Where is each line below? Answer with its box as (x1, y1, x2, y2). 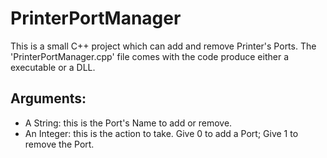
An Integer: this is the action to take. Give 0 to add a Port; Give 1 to (24, 127, 299, 139)
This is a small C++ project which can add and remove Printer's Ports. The (10, 40, 317, 52)
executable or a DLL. (10, 61, 96, 73)
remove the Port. (24, 138, 95, 150)
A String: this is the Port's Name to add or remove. (24, 117, 233, 129)
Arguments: (10, 90, 87, 107)
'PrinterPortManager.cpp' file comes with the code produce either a (10, 50, 289, 62)
